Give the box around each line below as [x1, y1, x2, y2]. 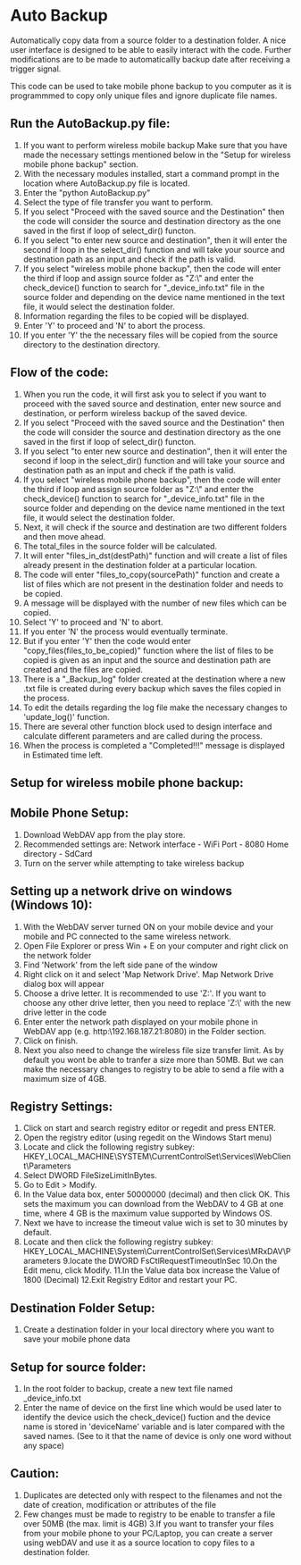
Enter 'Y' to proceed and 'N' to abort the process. [22, 320, 205, 331]
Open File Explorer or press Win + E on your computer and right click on [22, 940, 288, 951]
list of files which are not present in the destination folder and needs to [22, 578, 284, 590]
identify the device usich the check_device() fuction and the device [22, 1412, 272, 1423]
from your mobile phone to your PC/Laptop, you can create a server [22, 1527, 273, 1538]
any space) [22, 1440, 65, 1452]
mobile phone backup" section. [22, 158, 139, 170]
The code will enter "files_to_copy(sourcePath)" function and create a [22, 569, 280, 580]
